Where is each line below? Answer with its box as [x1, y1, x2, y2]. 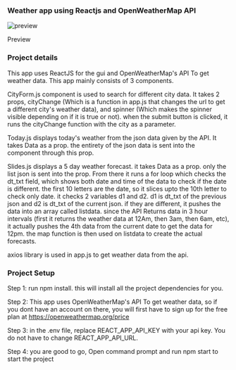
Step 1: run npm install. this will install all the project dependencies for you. [7, 283, 224, 292]
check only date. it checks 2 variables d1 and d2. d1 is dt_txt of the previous [7, 192, 227, 200]
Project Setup [7, 268, 55, 278]
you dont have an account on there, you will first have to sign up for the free [7, 305, 228, 313]
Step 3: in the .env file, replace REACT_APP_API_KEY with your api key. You [7, 326, 225, 334]
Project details [7, 53, 58, 63]
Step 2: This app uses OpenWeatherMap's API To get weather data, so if [7, 298, 218, 306]
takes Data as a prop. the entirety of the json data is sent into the [7, 141, 195, 149]
